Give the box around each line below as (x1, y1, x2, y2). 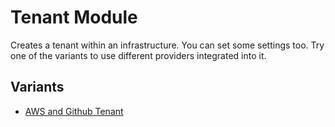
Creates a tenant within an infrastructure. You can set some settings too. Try (10, 39, 325, 51)
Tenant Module (10, 6, 138, 29)
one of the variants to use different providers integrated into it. (10, 49, 267, 61)
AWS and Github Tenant (24, 105, 124, 117)
